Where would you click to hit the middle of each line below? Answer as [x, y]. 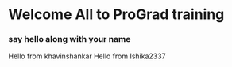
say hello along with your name [70, 39]
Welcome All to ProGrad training [116, 15]
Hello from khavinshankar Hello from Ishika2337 [87, 56]
